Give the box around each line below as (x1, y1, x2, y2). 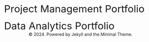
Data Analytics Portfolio (4, 20, 115, 32)
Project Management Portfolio (4, 2, 145, 15)
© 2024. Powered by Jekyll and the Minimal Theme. (28, 31, 133, 37)
